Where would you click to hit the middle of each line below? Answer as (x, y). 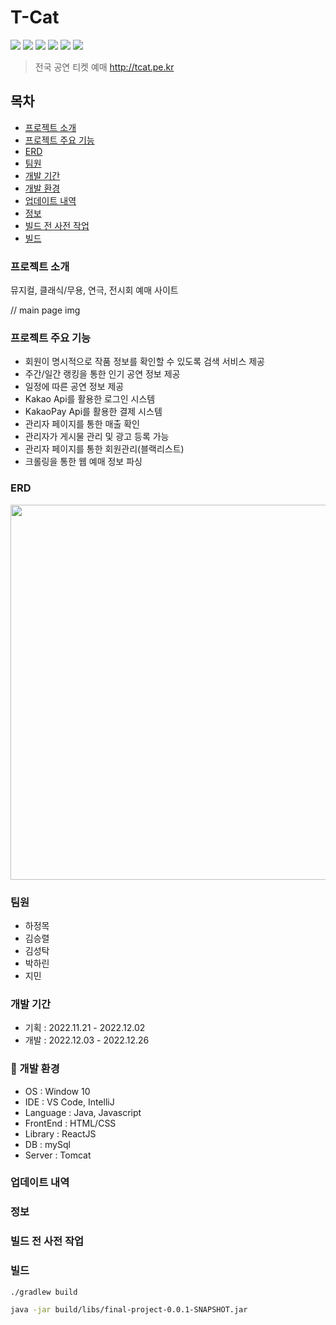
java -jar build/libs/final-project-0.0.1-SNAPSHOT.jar (129, 1310)
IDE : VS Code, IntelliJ (69, 1102)
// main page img (45, 310)
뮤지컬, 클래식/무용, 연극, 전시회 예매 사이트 (94, 290)
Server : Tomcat (58, 1155)
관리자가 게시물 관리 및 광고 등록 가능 (97, 437)
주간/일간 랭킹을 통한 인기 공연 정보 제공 (102, 374)
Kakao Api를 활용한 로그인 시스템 (90, 399)
